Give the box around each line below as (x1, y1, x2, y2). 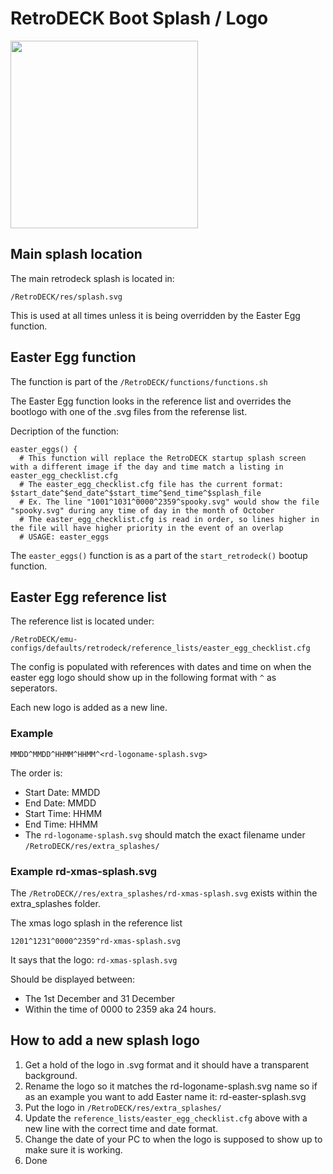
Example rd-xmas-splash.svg (10, 864, 158, 878)
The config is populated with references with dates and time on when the (10, 661, 312, 673)
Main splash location (10, 246, 143, 263)
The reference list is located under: (10, 615, 155, 627)
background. (24, 1069, 78, 1081)
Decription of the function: (10, 425, 120, 437)
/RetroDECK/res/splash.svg (10, 292, 123, 302)
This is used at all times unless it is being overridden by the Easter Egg (10, 309, 301, 321)
